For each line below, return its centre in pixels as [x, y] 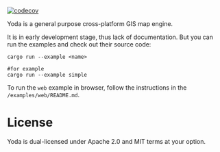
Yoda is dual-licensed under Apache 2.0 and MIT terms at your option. [107, 141]
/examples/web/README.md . [44, 95]
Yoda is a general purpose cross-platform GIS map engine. [90, 24]
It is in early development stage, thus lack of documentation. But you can [110, 37]
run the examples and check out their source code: [79, 44]
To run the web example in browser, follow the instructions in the [97, 88]
